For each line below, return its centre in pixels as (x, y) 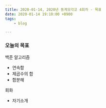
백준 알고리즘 (18, 57)
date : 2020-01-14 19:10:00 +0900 (39, 14)
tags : (10, 19)
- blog (20, 23)
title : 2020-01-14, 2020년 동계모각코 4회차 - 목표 (53, 10)
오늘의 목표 (17, 45)
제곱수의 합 (23, 73)
